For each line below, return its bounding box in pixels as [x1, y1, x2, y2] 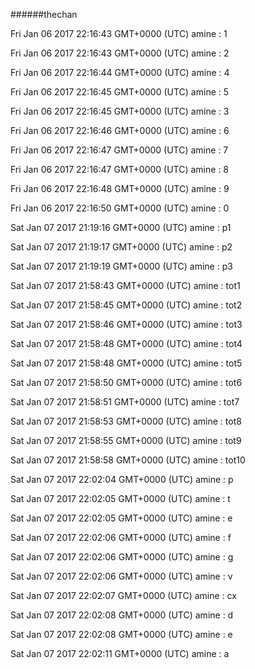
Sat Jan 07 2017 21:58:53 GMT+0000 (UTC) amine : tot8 [10, 415, 242, 427]
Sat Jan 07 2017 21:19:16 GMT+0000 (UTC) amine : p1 [10, 222, 232, 233]
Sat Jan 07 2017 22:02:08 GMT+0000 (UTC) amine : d [10, 609, 234, 621]
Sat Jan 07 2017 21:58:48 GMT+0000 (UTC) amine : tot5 [10, 357, 243, 369]
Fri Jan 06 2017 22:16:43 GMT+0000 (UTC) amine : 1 [10, 28, 228, 39]
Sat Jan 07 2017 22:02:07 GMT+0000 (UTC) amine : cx [10, 590, 237, 601]
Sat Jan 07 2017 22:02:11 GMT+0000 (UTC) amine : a [10, 648, 230, 659]
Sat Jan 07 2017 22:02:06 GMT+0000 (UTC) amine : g [10, 551, 234, 563]
